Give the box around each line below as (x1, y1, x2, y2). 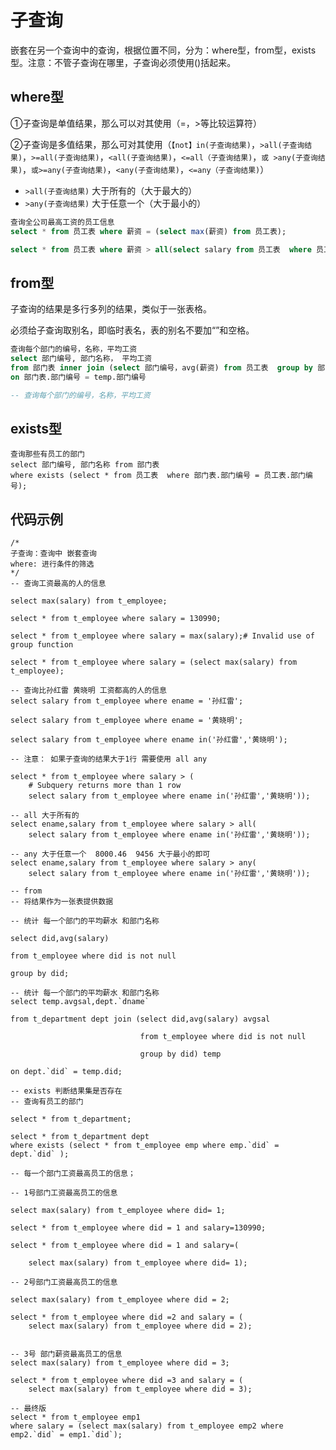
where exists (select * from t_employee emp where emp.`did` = (10, 1141, 280, 1151)
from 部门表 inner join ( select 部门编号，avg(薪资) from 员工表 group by (10, 362, 313, 373)
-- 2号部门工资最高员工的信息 (10, 1277, 118, 1288)
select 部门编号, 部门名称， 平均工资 (10, 354, 153, 364)
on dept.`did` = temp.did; (10, 1067, 123, 1077)
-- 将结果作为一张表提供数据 (10, 897, 114, 907)
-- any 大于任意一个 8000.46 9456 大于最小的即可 (10, 849, 211, 860)
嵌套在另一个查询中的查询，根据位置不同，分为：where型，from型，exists (10, 44, 317, 56)
